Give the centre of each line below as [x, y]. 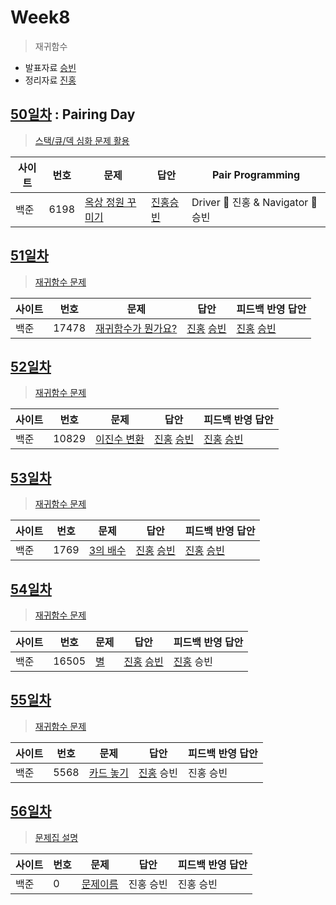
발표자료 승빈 [50, 67]
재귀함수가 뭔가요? [136, 328]
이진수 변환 [120, 439]
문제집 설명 [56, 837]
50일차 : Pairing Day [73, 114]
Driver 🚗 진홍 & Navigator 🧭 [254, 202]
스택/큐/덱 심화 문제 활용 [82, 140]
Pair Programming [256, 174]
